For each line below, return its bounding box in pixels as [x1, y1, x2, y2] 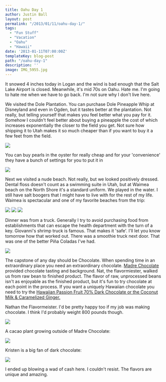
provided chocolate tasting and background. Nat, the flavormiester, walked [5, 268, 158, 274]
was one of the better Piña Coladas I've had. [5, 238, 96, 244]
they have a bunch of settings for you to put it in [5, 157, 103, 163]
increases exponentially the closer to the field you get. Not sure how [5, 122, 145, 128]
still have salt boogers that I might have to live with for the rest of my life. [5, 192, 154, 198]
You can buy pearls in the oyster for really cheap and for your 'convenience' [5, 152, 161, 158]
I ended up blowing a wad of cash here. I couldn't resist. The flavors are [5, 366, 152, 372]
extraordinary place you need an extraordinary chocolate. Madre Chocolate [5, 263, 160, 269]
